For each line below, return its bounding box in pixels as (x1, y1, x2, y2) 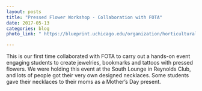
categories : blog (6, 25, 50, 32)
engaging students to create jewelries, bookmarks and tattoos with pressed (6, 59, 194, 66)
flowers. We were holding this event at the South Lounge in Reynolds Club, (6, 65, 191, 72)
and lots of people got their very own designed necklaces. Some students (6, 72, 189, 79)
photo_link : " (6, 31, 42, 37)
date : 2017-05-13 (6, 20, 50, 26)
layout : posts (6, 8, 42, 15)
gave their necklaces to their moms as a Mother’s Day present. (6, 78, 161, 86)
